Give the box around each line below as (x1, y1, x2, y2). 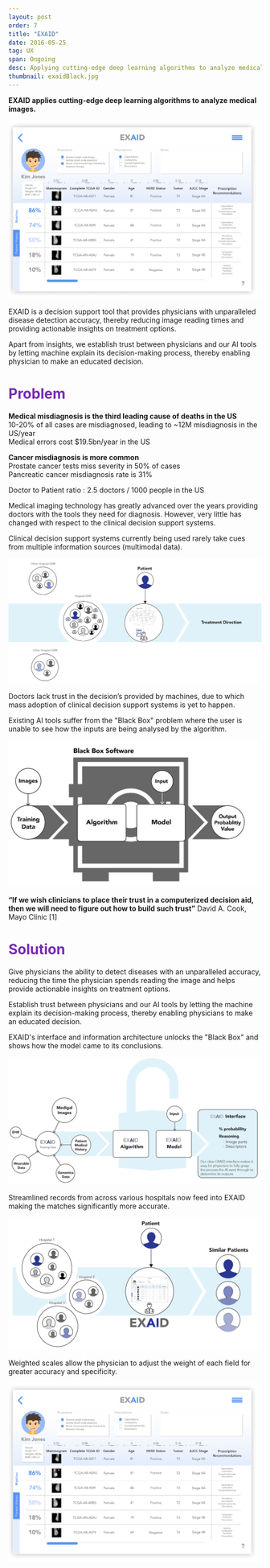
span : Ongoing (8, 56, 56, 64)
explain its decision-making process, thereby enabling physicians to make (8, 1008, 253, 1018)
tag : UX (8, 47, 35, 56)
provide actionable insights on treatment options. (8, 984, 171, 994)
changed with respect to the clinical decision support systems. (8, 517, 216, 527)
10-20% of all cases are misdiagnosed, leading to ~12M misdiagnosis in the (8, 419, 258, 430)
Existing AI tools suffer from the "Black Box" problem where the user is (8, 716, 243, 726)
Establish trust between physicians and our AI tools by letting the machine (8, 1000, 253, 1010)
